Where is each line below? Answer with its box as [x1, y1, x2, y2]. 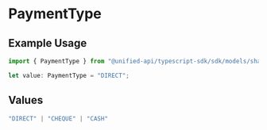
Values [8, 94, 44, 107]
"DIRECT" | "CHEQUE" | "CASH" [8, 114, 109, 123]
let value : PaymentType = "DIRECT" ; [8, 71, 130, 79]
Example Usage [8, 36, 87, 50]
